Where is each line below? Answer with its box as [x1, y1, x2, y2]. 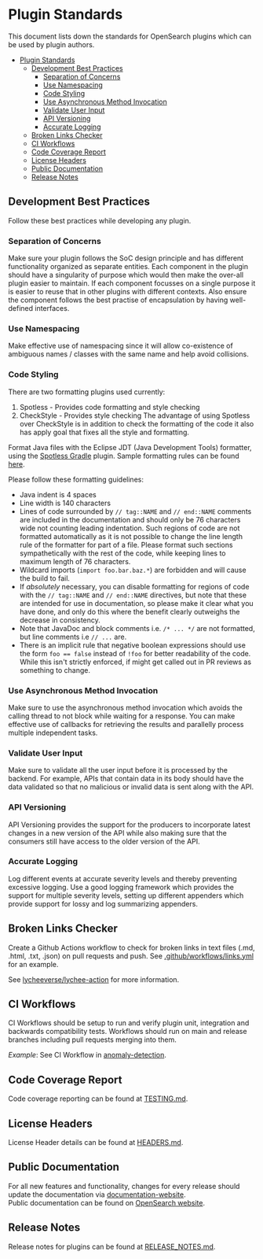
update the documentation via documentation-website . [8, 1190, 186, 1199]
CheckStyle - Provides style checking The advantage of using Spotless [19, 411, 250, 420]
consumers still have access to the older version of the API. [8, 836, 200, 846]
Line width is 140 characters [19, 498, 111, 508]
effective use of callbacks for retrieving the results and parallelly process [8, 719, 245, 729]
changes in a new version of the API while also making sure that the [8, 828, 228, 837]
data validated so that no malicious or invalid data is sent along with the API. [8, 782, 254, 792]
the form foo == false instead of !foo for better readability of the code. [19, 648, 251, 658]
